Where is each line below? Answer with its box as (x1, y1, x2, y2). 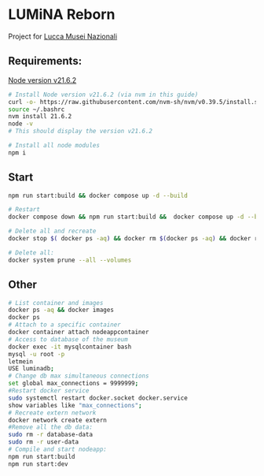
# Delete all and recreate (8, 227, 97, 236)
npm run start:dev (8, 459, 68, 468)
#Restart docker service (8, 387, 90, 395)
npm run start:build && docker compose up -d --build (8, 192, 189, 199)
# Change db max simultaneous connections (8, 372, 149, 380)
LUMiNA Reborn (8, 6, 115, 24)
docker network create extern (8, 416, 108, 424)
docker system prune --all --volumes (8, 256, 132, 264)
